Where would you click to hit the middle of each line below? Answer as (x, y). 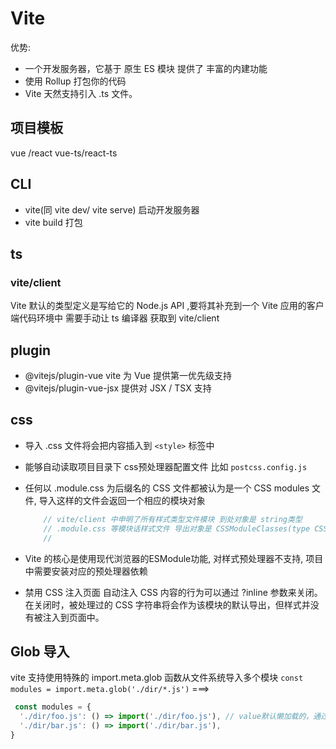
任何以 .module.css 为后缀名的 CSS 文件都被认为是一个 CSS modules (167, 488)
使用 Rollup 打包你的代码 (75, 81)
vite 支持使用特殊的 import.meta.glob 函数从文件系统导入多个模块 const (157, 678)
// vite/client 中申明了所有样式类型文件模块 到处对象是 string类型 (173, 519)
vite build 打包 (53, 222)
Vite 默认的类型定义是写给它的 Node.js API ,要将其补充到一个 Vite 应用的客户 (167, 306)
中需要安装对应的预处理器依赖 (86, 571)
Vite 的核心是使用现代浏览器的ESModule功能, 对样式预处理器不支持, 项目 (174, 558)
